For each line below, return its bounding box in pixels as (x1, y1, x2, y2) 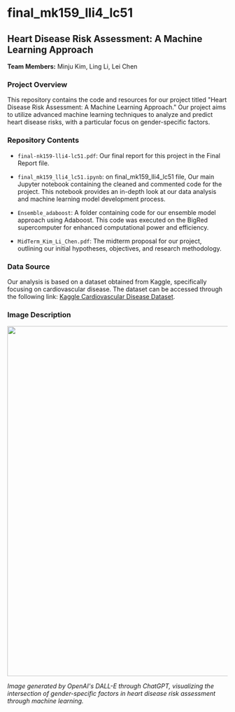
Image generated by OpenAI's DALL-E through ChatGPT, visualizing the (7, 682, 215, 690)
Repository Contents (7, 135, 79, 145)
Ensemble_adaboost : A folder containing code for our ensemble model (17, 208, 217, 216)
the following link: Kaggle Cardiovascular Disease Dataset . (7, 292, 176, 300)
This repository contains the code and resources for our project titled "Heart (7, 96, 227, 104)
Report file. (17, 159, 50, 167)
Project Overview (7, 79, 68, 89)
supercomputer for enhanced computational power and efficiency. (17, 223, 209, 232)
